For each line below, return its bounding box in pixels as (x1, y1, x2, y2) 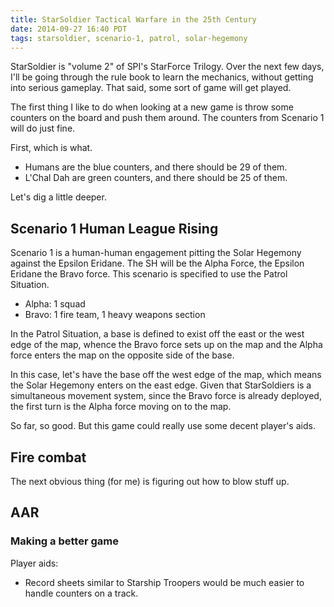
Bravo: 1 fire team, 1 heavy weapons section (24, 309, 206, 321)
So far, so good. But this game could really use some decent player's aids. (10, 420, 316, 432)
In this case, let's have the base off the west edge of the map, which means (10, 369, 322, 381)
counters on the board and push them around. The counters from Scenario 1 (10, 112, 325, 124)
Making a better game (10, 534, 119, 548)
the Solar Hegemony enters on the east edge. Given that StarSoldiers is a (10, 379, 312, 391)
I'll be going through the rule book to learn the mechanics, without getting (10, 71, 314, 83)
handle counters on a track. (24, 587, 139, 599)
